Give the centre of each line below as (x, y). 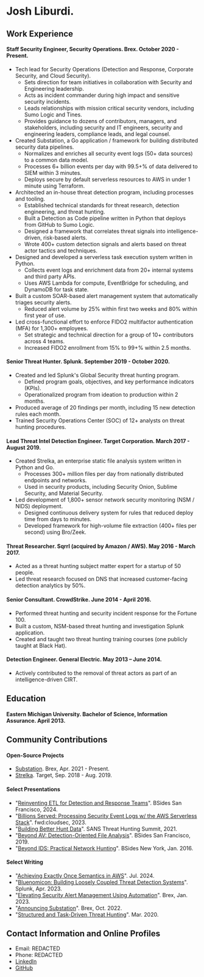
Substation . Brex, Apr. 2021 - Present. (62, 769)
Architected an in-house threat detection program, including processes (104, 192)
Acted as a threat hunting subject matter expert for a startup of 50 (98, 566)
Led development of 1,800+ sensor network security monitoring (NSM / (105, 500)
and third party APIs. (50, 276)
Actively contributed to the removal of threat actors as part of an (96, 673)
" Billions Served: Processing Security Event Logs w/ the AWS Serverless (106, 815)
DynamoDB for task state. (56, 289)
